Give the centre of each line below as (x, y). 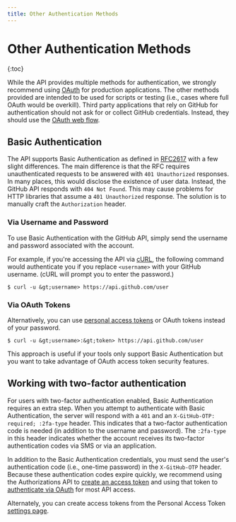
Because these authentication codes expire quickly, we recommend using (115, 474)
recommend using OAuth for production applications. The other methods (113, 90)
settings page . (28, 511)
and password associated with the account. (71, 245)
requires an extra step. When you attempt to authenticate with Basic (106, 408)
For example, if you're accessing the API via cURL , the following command (116, 259)
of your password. (34, 327)
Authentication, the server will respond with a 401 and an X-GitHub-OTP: (111, 415)
